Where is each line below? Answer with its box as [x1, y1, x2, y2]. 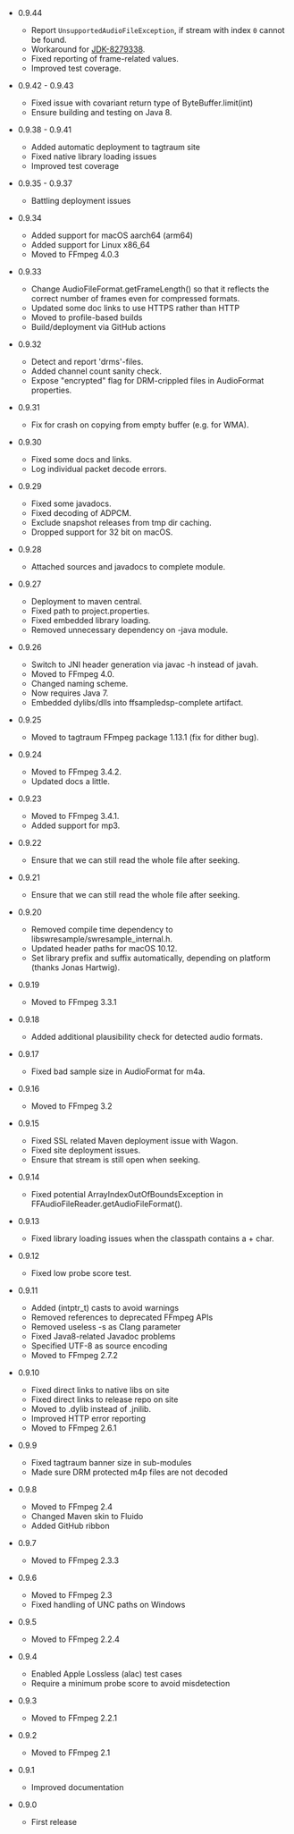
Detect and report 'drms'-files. [30, 357, 144, 367]
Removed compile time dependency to [30, 925, 173, 934]
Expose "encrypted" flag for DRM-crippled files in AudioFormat [30, 376, 265, 385]
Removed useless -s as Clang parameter [30, 1322, 181, 1331]
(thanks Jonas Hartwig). [30, 962, 121, 973]
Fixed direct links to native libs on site [30, 1385, 170, 1395]
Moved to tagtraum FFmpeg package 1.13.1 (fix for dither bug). [30, 732, 259, 742]
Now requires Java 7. [30, 688, 109, 698]
